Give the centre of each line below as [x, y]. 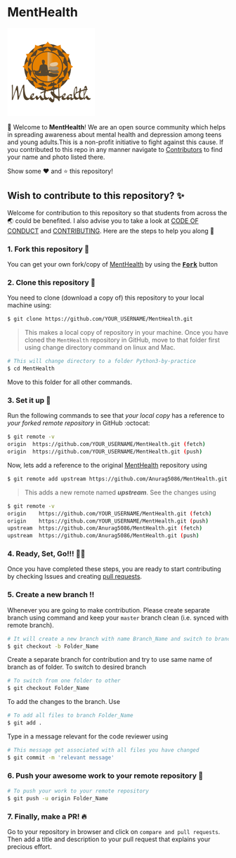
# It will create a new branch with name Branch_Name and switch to [110, 639]
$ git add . [25, 723]
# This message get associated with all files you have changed [103, 750]
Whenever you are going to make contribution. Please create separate [109, 610]
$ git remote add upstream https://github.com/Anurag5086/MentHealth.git [118, 479]
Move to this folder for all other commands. [70, 382]
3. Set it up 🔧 [29, 400]
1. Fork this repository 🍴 [48, 249]
